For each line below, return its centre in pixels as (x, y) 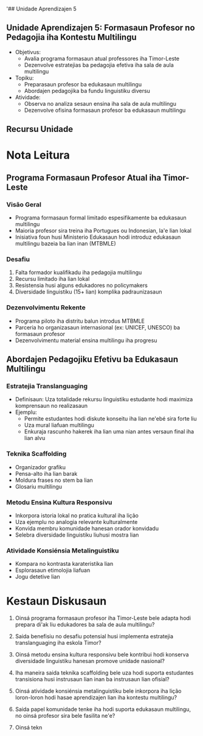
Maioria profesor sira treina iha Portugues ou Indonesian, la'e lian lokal (103, 231)
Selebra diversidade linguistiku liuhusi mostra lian (77, 535)
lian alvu (35, 438)
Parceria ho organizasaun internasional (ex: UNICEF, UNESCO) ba (98, 327)
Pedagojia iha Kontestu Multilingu (71, 37)
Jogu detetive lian (37, 577)
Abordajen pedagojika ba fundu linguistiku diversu (87, 91)
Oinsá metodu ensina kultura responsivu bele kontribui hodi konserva (102, 655)
